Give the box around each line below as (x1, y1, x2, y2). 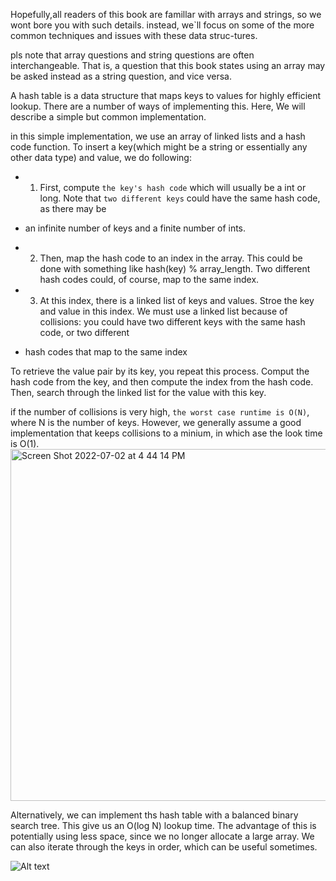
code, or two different (39, 327, 130, 338)
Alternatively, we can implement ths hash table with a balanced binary (10, 809, 299, 821)
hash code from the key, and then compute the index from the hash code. (10, 376, 314, 388)
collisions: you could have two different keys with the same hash (39, 316, 306, 328)
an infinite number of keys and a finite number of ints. (24, 222, 247, 234)
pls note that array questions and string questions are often (10, 49, 255, 61)
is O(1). (10, 438, 40, 449)
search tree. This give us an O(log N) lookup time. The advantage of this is (10, 820, 317, 831)
